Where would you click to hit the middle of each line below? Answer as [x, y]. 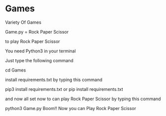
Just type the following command [39, 60]
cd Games [16, 70]
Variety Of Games [23, 22]
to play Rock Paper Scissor [33, 41]
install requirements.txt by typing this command [54, 79]
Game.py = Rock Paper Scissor [37, 32]
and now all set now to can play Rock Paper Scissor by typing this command [83, 99]
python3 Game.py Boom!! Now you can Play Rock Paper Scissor [71, 108]
